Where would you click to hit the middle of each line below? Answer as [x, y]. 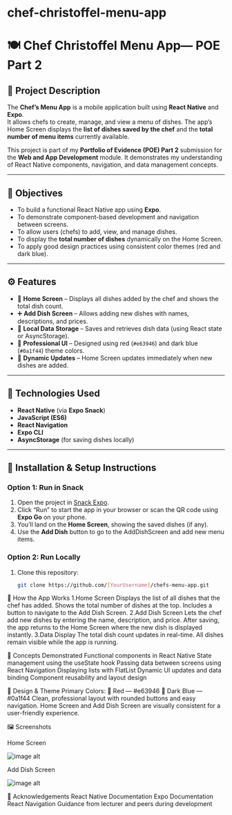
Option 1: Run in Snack [46, 487]
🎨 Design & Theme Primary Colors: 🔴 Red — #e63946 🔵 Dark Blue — [105, 691]
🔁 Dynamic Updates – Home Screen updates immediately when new [115, 358]
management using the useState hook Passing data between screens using [114, 663]
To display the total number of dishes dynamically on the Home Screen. [120, 239]
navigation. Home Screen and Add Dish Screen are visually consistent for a [114, 706]
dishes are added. [43, 365]
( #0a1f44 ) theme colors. [51, 350]
